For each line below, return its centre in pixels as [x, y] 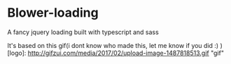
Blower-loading [53, 13]
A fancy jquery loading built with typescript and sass [83, 32]
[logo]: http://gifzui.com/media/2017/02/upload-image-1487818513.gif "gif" [115, 53]
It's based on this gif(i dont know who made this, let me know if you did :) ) [115, 45]
